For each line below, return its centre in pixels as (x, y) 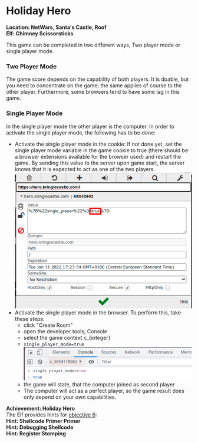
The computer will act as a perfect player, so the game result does (104, 391)
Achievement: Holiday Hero (41, 408)
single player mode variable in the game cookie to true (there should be (101, 150)
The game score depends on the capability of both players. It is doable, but (98, 79)
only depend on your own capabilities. (70, 397)
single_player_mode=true (54, 344)
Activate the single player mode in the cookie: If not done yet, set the (98, 144)
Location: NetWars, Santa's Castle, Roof (57, 27)
